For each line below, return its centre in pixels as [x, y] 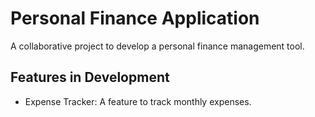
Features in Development [90, 77]
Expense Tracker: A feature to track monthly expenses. [138, 101]
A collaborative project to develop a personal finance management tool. [157, 46]
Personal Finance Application [135, 18]
